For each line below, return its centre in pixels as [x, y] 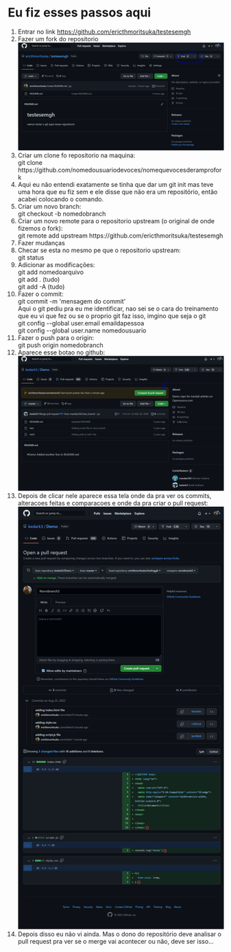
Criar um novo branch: [49, 207]
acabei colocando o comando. [61, 199]
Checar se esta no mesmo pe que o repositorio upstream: [99, 250]
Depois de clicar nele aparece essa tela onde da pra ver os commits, [114, 495]
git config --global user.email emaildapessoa [81, 324]
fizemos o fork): [40, 229]
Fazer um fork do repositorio [58, 38]
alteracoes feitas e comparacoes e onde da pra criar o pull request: [113, 503]
